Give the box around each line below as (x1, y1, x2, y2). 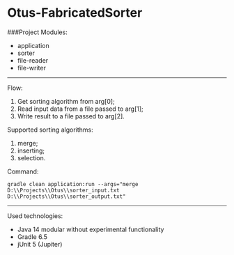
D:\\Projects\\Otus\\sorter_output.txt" (7, 193, 127, 200)
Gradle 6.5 (17, 232, 47, 241)
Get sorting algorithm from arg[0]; (17, 97, 115, 105)
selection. (17, 153, 46, 162)
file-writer (17, 63, 47, 72)
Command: (7, 167, 39, 176)
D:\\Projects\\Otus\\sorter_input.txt (7, 187, 120, 194)
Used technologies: (7, 211, 63, 220)
